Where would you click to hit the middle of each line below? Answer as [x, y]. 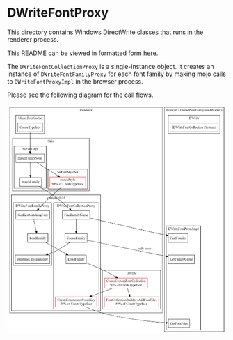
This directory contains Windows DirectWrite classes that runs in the [105, 32]
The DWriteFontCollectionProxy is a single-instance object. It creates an [111, 66]
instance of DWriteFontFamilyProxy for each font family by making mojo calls [116, 74]
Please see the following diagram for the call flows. [80, 95]
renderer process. [33, 39]
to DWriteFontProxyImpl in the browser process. [75, 81]
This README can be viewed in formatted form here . [83, 53]
